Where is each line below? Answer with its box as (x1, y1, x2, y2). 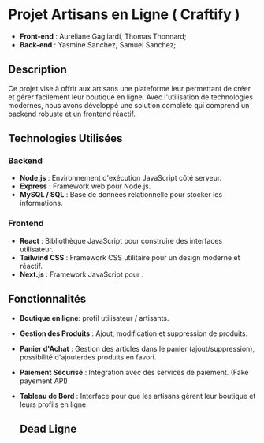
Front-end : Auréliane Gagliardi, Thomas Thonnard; (19, 32, 187, 41)
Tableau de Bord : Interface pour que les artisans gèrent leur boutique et (19, 391, 256, 400)
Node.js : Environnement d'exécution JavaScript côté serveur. (19, 173, 222, 183)
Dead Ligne (19, 422, 77, 435)
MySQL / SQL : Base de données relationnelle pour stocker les (19, 190, 223, 199)
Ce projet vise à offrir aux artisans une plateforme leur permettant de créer (8, 84, 251, 93)
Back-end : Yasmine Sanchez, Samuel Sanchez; (19, 39, 177, 49)
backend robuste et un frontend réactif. (8, 109, 136, 118)
